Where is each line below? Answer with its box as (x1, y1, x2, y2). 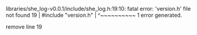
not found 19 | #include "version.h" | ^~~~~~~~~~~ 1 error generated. (5, 11, 182, 19)
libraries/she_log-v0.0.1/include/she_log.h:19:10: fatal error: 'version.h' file (5, 5, 192, 12)
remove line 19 (5, 24, 42, 30)
